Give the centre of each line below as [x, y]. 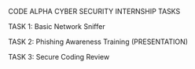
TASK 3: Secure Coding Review [59, 57]
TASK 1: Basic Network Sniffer [57, 26]
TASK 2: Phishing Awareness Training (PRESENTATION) [98, 42]
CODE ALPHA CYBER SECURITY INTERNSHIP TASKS [94, 11]
